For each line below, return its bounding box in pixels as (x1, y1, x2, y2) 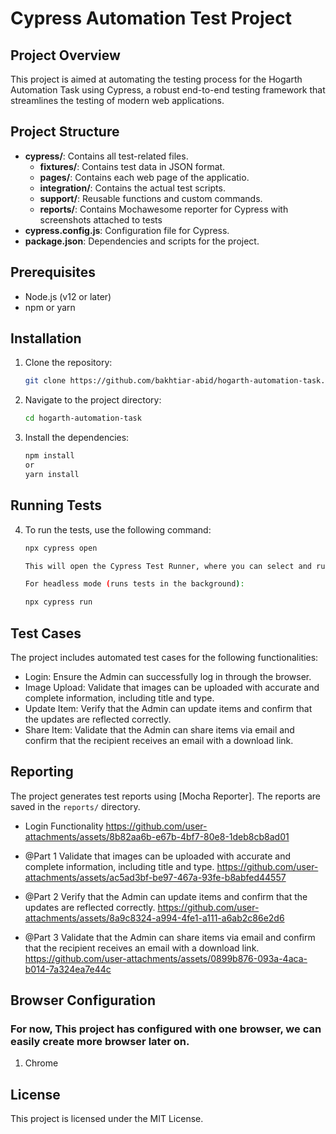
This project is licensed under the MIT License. (10, 1113, 204, 1125)
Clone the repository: (24, 357, 113, 369)
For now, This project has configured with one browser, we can (10, 1022, 322, 1036)
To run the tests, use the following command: (24, 523, 212, 536)
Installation (10, 330, 82, 347)
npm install (24, 451, 75, 461)
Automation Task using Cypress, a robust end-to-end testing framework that (10, 84, 326, 96)
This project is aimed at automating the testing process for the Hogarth (10, 73, 303, 85)
